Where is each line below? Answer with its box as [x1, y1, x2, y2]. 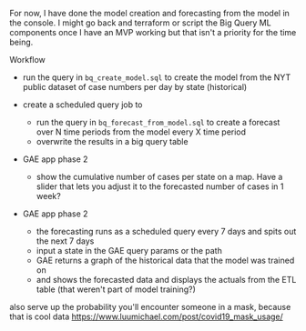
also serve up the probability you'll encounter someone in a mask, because [9, 302, 291, 312]
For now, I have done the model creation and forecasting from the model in [9, 8, 290, 18]
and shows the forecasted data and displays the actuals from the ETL [36, 275, 297, 285]
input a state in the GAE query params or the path [36, 246, 223, 256]
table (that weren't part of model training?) [36, 284, 196, 295]
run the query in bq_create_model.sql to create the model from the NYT [22, 72, 291, 83]
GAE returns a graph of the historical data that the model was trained [36, 255, 295, 266]
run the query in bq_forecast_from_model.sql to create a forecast [36, 117, 280, 127]
